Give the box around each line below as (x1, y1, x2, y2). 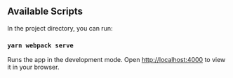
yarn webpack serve (7, 41, 74, 49)
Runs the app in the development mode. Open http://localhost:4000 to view (7, 56, 226, 64)
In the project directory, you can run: (7, 24, 113, 32)
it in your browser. (7, 63, 60, 72)
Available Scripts (7, 6, 83, 17)
